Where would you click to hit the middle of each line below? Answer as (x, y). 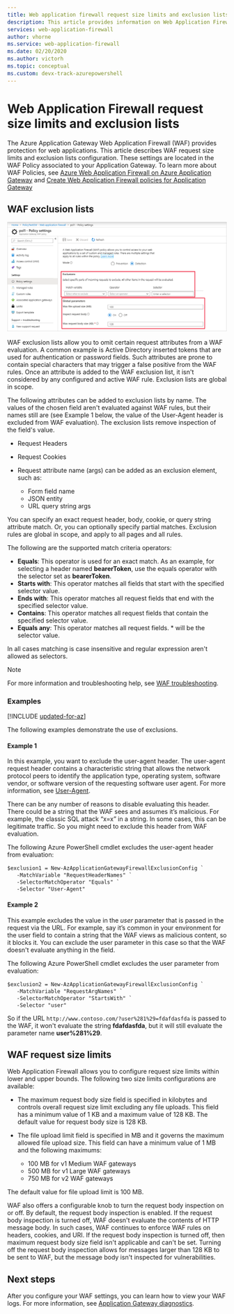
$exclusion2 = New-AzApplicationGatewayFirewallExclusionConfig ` (106, 984)
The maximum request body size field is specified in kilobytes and (112, 1100)
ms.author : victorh (36, 59)
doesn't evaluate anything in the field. (61, 950)
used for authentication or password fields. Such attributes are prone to (110, 357)
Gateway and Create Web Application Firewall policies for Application (107, 180)
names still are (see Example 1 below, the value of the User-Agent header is (116, 415)
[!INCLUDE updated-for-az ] (47, 717)
